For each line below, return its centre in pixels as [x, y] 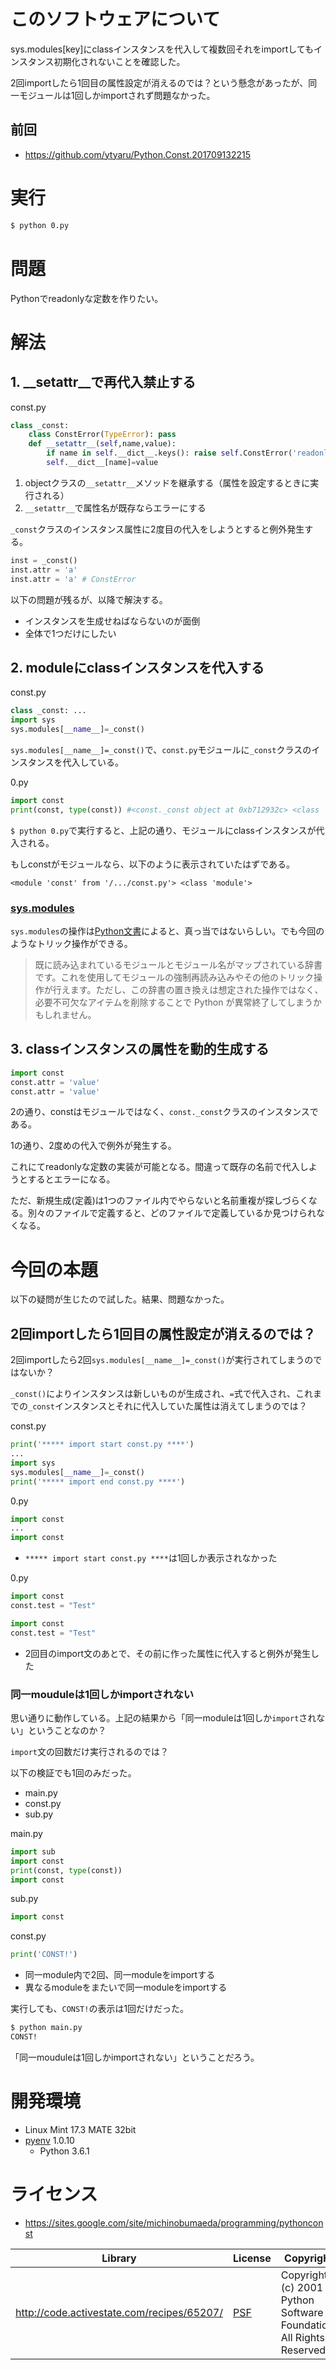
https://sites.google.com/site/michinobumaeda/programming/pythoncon [174, 2222]
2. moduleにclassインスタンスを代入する [137, 667]
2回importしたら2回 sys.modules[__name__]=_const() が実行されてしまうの [162, 1360]
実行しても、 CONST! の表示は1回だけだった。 [100, 2009]
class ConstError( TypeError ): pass [102, 435]
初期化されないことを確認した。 [119, 61]
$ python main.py [46, 2028]
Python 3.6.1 [64, 2151]
